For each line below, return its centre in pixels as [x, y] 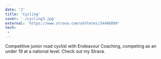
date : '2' [15, 10]
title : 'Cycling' [23, 14]
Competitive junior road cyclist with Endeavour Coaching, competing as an [81, 46]
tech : [11, 28]
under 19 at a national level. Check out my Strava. [55, 51]
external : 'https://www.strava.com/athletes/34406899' [63, 23]
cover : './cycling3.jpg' [31, 19]
